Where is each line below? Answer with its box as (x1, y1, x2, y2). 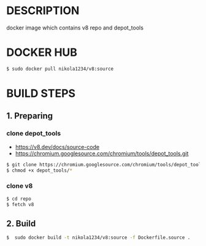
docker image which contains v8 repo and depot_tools (6, 24, 144, 31)
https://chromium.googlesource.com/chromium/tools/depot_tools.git (15, 150, 189, 157)
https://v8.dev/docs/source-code (15, 143, 100, 150)
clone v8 (6, 182, 33, 190)
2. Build (6, 218, 36, 229)
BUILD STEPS (6, 86, 75, 100)
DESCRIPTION (6, 4, 80, 18)
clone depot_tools (6, 129, 61, 138)
